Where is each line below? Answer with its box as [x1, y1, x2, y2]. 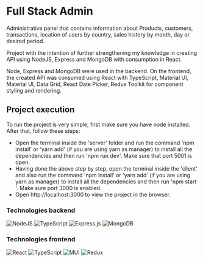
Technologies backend [6, 206, 76, 214]
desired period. [6, 37, 45, 44]
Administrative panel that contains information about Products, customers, [6, 24, 193, 32]
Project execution [6, 105, 75, 115]
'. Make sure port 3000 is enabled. [15, 184, 102, 191]
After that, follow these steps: [6, 127, 80, 135]
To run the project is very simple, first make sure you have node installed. [6, 121, 191, 128]
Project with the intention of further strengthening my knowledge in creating [6, 49, 198, 56]
